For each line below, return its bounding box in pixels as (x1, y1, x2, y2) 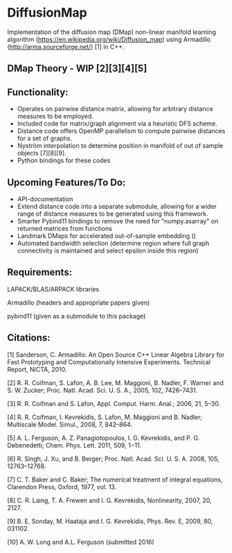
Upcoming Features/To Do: (7, 176, 126, 188)
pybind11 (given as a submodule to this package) (7, 312, 146, 320)
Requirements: (7, 266, 73, 278)
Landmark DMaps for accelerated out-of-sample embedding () (17, 231, 196, 240)
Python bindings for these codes (17, 156, 111, 164)
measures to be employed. (17, 112, 93, 121)
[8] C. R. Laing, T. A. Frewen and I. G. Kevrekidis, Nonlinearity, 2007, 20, (7, 496, 212, 504)
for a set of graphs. (17, 134, 73, 143)
